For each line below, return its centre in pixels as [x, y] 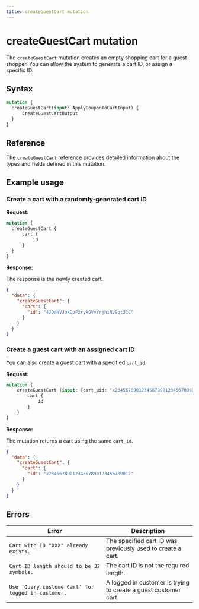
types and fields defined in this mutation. [56, 163]
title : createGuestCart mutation [47, 12]
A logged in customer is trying [147, 583]
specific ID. [20, 70]
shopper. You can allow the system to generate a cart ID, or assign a [89, 64]
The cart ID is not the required [147, 566]
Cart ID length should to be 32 [55, 566]
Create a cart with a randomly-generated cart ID [76, 199]
